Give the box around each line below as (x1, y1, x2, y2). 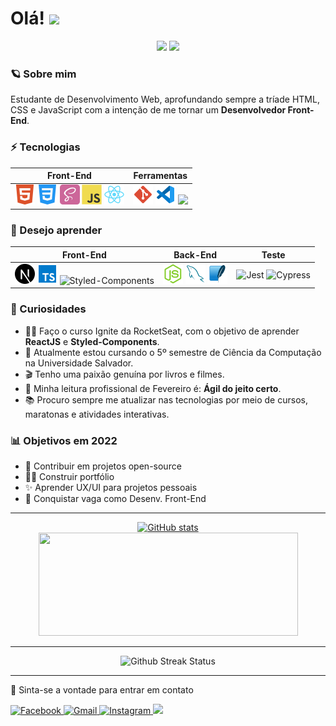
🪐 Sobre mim (10, 67, 77, 81)
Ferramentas (133, 170, 188, 182)
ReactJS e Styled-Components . (24, 335, 160, 347)
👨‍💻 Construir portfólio (24, 470, 115, 482)
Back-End (173, 248, 218, 261)
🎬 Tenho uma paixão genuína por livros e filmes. (24, 368, 225, 380)
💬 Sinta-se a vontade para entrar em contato (10, 683, 194, 696)
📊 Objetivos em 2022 (10, 433, 118, 447)
